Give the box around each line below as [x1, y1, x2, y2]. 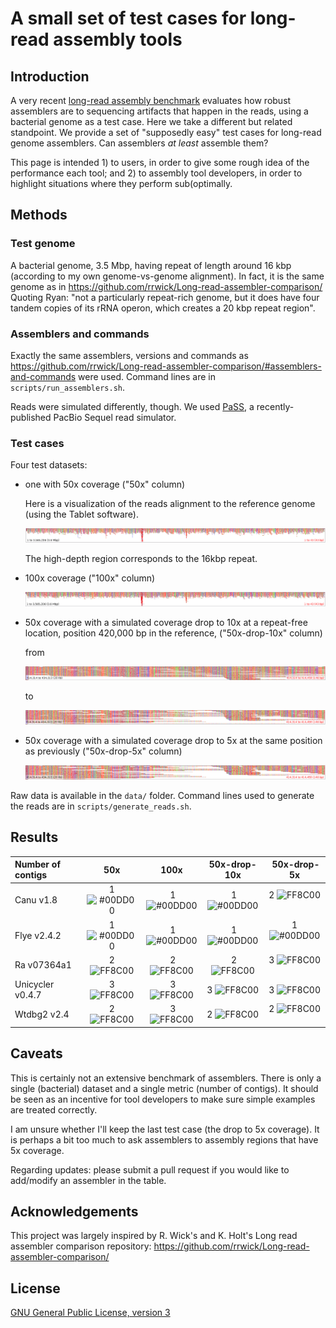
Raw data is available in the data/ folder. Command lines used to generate [10, 789, 315, 801]
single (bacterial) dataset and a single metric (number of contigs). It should [10, 1082, 319, 1094]
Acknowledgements [10, 1203, 139, 1220]
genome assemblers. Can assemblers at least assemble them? [10, 137, 269, 149]
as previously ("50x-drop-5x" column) [24, 745, 183, 757]
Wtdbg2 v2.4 [14, 1008, 70, 1020]
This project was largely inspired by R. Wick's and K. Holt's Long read [10, 1230, 298, 1242]
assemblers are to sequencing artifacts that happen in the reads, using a [10, 105, 309, 117]
